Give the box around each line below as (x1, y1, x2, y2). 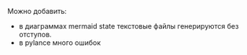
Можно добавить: (7, 7, 68, 15)
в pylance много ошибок (18, 38, 101, 47)
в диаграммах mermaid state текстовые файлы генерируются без (18, 22, 239, 30)
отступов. (18, 30, 52, 39)
